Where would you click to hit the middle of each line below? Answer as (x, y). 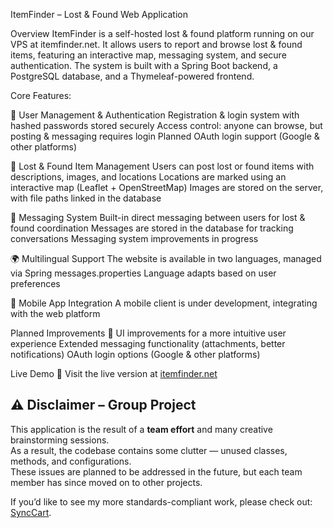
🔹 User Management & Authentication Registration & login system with (155, 115)
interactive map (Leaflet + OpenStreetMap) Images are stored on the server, (167, 187)
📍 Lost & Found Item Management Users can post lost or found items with (162, 166)
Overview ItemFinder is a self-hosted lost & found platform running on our (162, 33)
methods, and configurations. (71, 461)
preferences (35, 283)
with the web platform (55, 313)
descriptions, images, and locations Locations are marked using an (148, 177)
